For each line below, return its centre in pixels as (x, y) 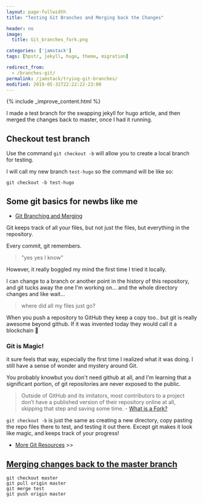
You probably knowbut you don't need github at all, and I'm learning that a (99, 377)
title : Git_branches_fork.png (50, 40)
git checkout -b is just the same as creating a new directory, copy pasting (99, 420)
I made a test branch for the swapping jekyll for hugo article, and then (93, 113)
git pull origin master (36, 484)
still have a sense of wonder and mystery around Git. (72, 366)
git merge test (25, 489)
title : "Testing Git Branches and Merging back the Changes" (85, 18)
